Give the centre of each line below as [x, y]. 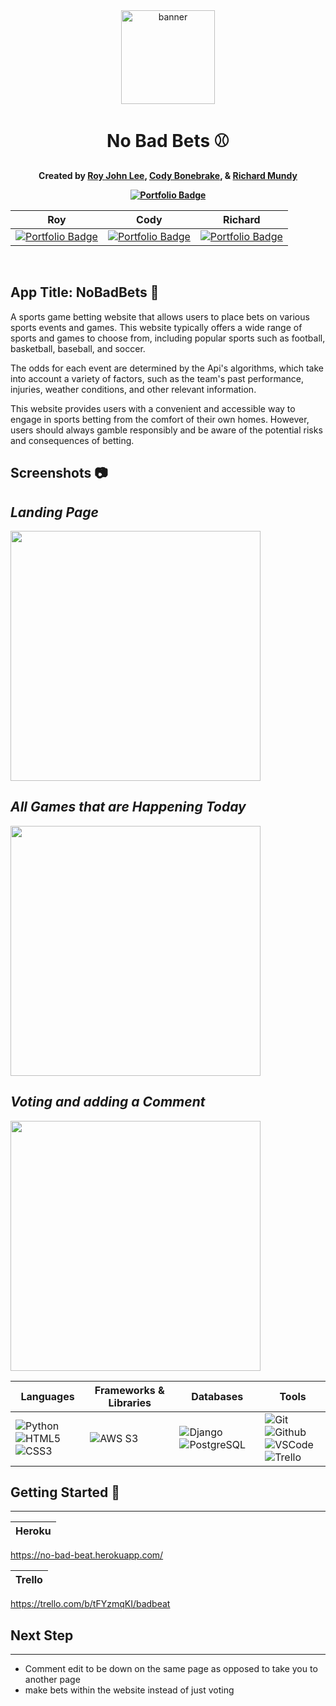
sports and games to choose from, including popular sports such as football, [168, 338]
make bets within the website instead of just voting [129, 1690]
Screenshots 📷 [59, 473]
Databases [217, 1396]
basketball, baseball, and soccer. [78, 348]
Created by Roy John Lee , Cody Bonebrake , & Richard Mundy [168, 175]
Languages [47, 1396]
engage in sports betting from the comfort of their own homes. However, [160, 419]
